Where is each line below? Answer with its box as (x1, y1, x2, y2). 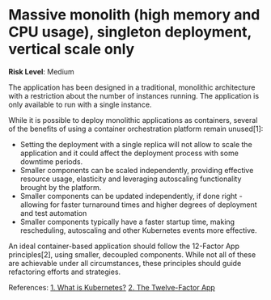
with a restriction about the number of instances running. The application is (8, 91, 260, 100)
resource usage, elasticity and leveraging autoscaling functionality (19, 174, 242, 184)
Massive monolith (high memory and (8, 6, 260, 24)
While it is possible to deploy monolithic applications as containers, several (8, 115, 258, 125)
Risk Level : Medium (8, 66, 74, 76)
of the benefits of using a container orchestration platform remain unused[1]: (8, 124, 264, 133)
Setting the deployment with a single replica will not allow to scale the (19, 139, 252, 149)
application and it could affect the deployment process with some (19, 148, 239, 158)
